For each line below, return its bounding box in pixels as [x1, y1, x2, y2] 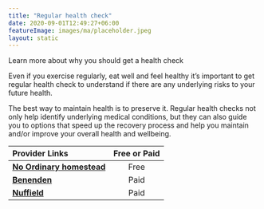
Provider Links [12, 148, 69, 160]
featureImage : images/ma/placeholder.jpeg [8, 26, 152, 34]
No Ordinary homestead [12, 161, 106, 172]
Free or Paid [112, 148, 160, 160]
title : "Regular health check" [8, 11, 112, 20]
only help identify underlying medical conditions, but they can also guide [8, 112, 247, 122]
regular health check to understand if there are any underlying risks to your [8, 80, 255, 89]
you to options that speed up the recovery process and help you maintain [8, 120, 250, 130]
